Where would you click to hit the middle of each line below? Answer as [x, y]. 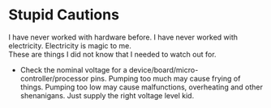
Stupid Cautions [64, 15]
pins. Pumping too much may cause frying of [166, 78]
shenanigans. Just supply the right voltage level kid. [107, 95]
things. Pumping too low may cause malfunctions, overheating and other [142, 87]
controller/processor [54, 78]
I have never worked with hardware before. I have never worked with [123, 37]
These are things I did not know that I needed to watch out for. [112, 54]
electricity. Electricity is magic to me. [70, 45]
